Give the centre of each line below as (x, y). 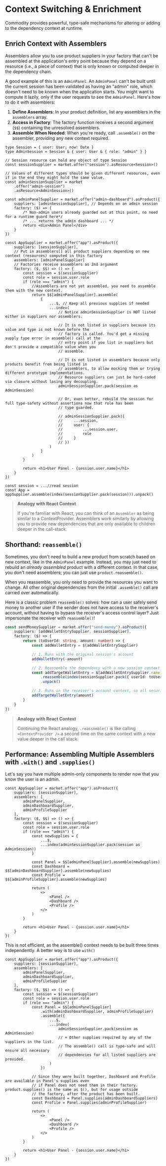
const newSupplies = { (55, 836)
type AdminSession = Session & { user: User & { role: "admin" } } (76, 152)
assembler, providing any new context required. (61, 138)
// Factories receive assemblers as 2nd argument (66, 264)
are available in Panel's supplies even (47, 1081)
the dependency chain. (29, 71)
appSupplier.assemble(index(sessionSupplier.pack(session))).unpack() (79, 494)
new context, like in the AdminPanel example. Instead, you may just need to (81, 562)
